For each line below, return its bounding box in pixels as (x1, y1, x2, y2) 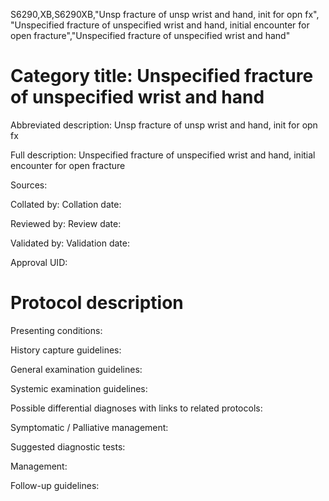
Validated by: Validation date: (10, 237, 130, 249)
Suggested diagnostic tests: (10, 440, 126, 453)
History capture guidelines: (10, 344, 122, 356)
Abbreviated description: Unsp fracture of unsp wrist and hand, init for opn (10, 119, 318, 131)
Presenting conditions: (10, 324, 103, 336)
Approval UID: (10, 256, 68, 268)
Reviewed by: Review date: (10, 217, 122, 229)
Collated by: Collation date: (10, 198, 122, 210)
